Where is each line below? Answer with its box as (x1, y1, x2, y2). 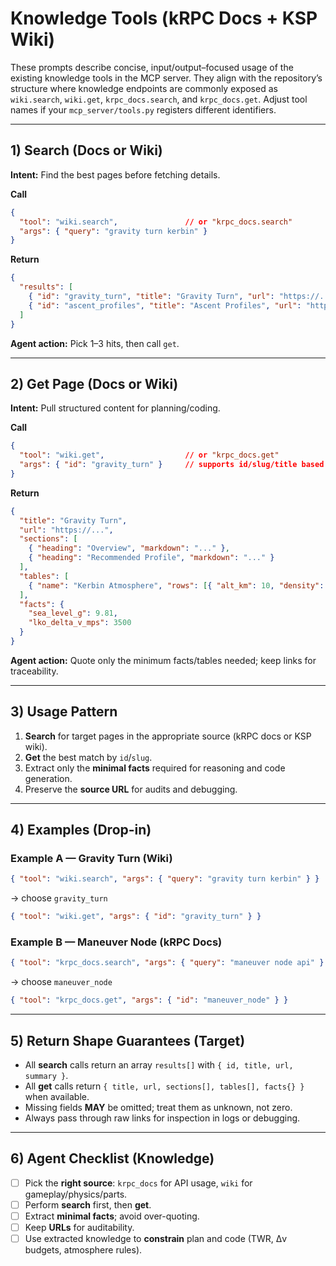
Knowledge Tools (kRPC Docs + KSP (10, 7, 318, 30)
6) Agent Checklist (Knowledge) (10, 1150, 215, 1167)
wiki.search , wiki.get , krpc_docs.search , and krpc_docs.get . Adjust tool (10, 93, 308, 105)
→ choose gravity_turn (10, 892, 108, 904)
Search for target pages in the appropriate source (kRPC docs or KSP (24, 730, 312, 742)
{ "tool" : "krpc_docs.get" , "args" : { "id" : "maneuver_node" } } (10, 995, 289, 1006)
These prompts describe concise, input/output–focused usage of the (10, 61, 294, 73)
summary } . (24, 1070, 69, 1082)
